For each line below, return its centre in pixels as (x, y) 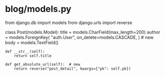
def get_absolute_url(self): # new (43, 64)
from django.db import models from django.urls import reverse (69, 23)
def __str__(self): (25, 51)
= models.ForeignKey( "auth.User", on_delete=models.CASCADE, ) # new (79, 37)
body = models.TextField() (32, 42)
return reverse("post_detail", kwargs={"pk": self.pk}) (73, 69)
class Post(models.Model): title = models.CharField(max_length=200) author (83, 32)
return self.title (33, 56)
